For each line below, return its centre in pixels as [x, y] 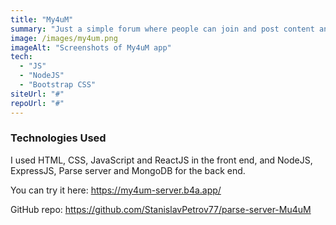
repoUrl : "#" [37, 103]
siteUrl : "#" [37, 94]
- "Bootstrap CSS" [58, 85]
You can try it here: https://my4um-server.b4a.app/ [116, 190]
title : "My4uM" [42, 19]
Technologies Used [58, 138]
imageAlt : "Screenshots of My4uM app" [91, 47]
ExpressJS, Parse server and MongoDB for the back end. [128, 170]
